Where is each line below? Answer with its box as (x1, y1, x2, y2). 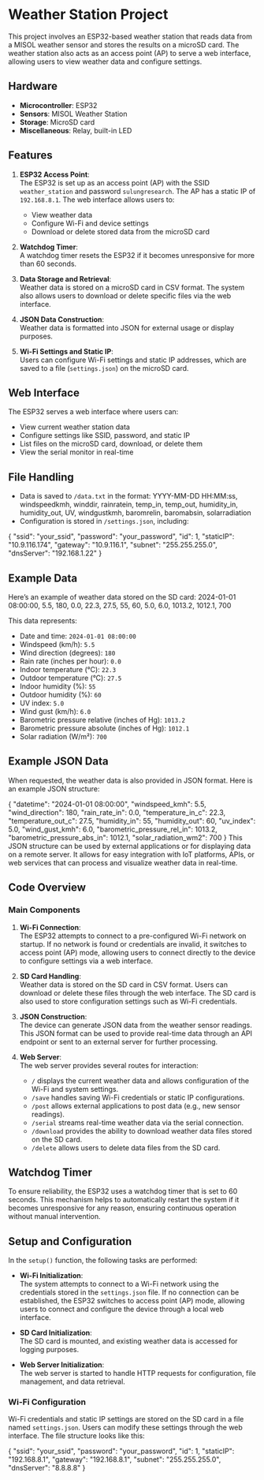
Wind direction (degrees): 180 (19, 648, 116, 657)
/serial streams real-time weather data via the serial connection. (31, 1118, 244, 1127)
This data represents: (8, 616, 77, 625)
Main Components (8, 905, 80, 916)
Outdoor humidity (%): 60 (19, 690, 102, 699)
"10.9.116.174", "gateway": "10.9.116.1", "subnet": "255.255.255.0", (8, 540, 218, 550)
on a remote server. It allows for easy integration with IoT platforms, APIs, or (8, 850, 255, 859)
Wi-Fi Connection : (19, 922, 81, 932)
